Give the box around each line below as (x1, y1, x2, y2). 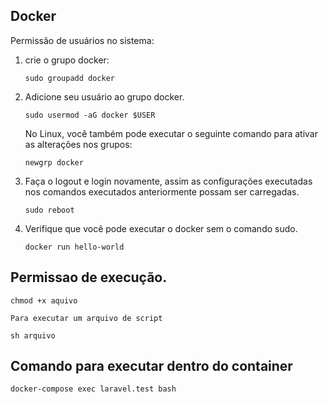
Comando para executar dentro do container (10, 358, 293, 375)
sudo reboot (24, 205, 75, 215)
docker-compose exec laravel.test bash (10, 384, 177, 394)
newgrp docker (24, 157, 84, 168)
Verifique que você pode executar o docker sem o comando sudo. (24, 222, 298, 234)
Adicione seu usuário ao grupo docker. (24, 90, 185, 103)
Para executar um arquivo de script (10, 313, 163, 323)
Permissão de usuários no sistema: (10, 34, 155, 46)
